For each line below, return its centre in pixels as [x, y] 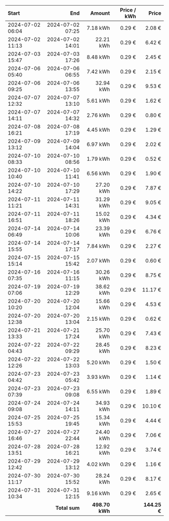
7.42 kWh [98, 72]
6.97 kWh [98, 144]
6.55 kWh [98, 392]
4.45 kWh [98, 130]
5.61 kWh [98, 101]
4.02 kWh [98, 464]
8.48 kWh [98, 57]
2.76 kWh [98, 115]
